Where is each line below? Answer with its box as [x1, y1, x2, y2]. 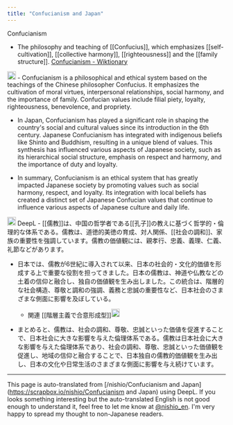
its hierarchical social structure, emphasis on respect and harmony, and [17, 153, 222, 162]
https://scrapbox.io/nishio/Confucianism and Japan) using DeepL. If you [9, 388, 216, 396]
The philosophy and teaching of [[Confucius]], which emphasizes [17, 42, 205, 51]
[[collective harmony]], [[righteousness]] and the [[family [55, 50, 218, 58]
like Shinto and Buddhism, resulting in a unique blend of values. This [17, 138, 213, 146]
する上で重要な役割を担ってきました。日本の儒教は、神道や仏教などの [23, 268, 224, 277]
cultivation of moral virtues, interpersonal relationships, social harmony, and [7, 88, 224, 96]
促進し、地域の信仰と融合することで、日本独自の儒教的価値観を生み [17, 352, 212, 360]
